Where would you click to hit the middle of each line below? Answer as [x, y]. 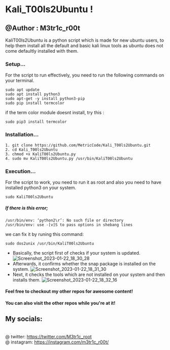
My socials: [24, 319]
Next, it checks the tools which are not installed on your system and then [89, 274]
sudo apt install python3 [32, 94]
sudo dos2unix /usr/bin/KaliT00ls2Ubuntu [50, 243]
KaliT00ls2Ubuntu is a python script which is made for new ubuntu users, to [84, 40]
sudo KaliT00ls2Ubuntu [29, 197]
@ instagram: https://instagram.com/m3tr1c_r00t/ [57, 342]
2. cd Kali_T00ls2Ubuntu [31, 150]
